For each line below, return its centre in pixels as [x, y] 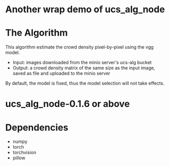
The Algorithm [37, 33]
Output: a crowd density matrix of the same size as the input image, [84, 68]
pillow [19, 158]
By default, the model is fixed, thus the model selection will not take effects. [85, 84]
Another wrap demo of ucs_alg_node [85, 9]
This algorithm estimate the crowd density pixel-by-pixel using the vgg [80, 47]
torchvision [25, 153]
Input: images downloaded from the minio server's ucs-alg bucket [82, 63]
